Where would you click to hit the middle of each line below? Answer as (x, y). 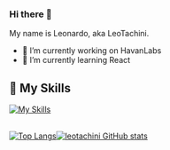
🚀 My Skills (40, 88)
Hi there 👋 (31, 14)
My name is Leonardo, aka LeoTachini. (79, 34)
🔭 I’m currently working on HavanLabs (92, 51)
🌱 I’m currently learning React (76, 60)
